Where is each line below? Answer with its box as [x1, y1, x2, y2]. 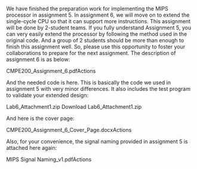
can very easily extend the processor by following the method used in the [6, 30, 187, 38]
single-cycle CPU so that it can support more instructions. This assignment [6, 18, 191, 24]
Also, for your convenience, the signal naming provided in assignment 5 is [6, 138, 188, 145]
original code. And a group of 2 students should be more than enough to [6, 37, 184, 44]
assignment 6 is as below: [6, 56, 70, 63]
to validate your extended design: [6, 92, 88, 99]
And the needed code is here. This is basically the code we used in [6, 79, 171, 86]
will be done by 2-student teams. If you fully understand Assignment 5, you [6, 24, 192, 31]
